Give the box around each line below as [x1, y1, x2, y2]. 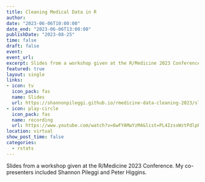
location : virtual [6, 128, 53, 134]
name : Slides [12, 94, 45, 100]
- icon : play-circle [6, 105, 59, 112]
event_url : [6, 54, 34, 60]
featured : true [6, 65, 45, 72]
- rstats [12, 145, 34, 151]
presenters [6, 169, 34, 176]
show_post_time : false [6, 134, 64, 140]
